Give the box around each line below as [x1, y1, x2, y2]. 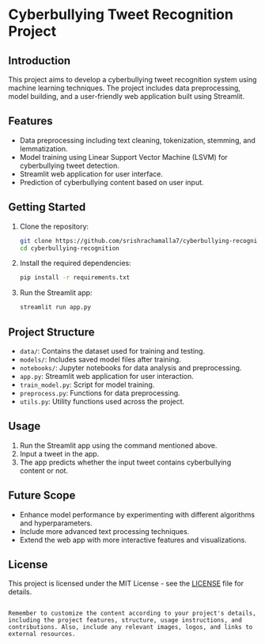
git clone [19, 237, 53, 244]
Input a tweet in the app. [19, 449, 100, 458]
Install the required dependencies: [19, 259, 132, 268]
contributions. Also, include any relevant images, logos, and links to [8, 623, 253, 631]
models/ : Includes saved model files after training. [19, 354, 182, 364]
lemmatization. [19, 144, 68, 153]
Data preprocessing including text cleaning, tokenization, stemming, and [19, 135, 256, 145]
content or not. [19, 465, 69, 475]
